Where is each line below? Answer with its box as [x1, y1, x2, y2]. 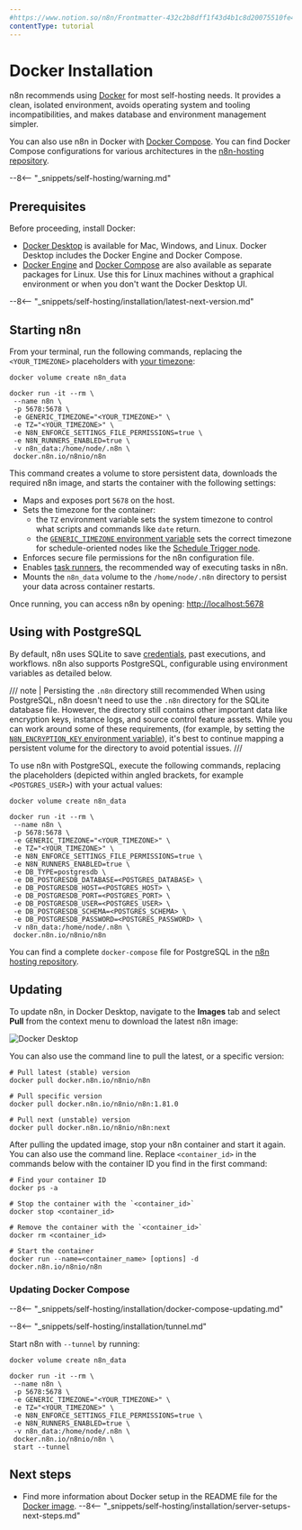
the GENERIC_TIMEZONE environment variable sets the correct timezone [35, 533, 292, 544]
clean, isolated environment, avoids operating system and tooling [9, 100, 251, 111]
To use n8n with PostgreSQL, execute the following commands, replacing [9, 760, 281, 770]
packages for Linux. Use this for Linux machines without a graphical [22, 269, 274, 280]
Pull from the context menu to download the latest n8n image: [9, 1015, 239, 1026]
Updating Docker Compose [9, 1283, 130, 1296]
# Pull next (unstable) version [9, 1115, 130, 1125]
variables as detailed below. [9, 668, 112, 678]
